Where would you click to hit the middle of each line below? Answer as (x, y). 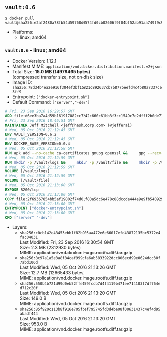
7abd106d (29, 263)
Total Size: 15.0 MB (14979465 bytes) (51, 72)
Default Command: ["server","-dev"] (51, 102)
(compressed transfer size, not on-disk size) (58, 77)
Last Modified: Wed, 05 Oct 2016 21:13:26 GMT (68, 267)
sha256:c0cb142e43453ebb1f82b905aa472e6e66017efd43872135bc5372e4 (90, 233)
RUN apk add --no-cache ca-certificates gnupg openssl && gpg (75, 153)
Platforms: (23, 32)
